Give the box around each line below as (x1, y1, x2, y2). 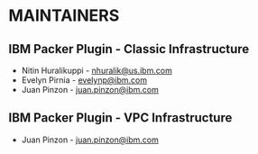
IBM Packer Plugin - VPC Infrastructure (8, 110, 233, 126)
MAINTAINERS (8, 5, 120, 26)
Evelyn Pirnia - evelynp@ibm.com (21, 75, 148, 86)
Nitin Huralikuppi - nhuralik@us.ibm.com (21, 65, 172, 76)
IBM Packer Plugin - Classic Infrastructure (8, 41, 250, 57)
